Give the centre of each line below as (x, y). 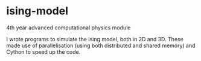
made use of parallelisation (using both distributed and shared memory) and (101, 45)
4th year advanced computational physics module (69, 28)
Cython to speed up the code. (43, 51)
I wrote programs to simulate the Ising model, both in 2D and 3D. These (95, 39)
